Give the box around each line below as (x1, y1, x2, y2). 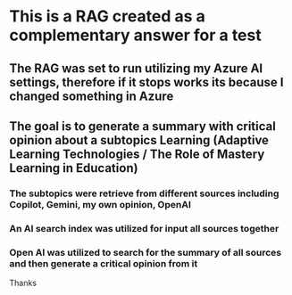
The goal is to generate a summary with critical (9, 119, 277, 134)
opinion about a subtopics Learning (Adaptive (9, 132, 270, 148)
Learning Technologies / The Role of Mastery (9, 146, 265, 161)
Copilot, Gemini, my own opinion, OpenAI (9, 198, 192, 210)
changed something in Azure (9, 88, 174, 103)
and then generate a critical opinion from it (9, 257, 198, 269)
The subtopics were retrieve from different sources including (9, 187, 279, 200)
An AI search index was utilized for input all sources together (9, 222, 279, 234)
